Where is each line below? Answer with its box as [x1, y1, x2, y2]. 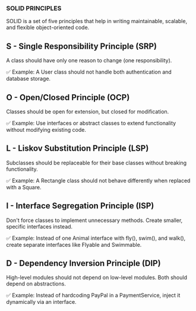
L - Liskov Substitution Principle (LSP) [6, 144, 149, 154]
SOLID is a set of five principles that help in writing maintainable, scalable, [6, 18, 188, 25]
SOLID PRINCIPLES [6, 4, 62, 12]
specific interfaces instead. [6, 223, 73, 230]
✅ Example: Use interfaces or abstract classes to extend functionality [6, 119, 176, 126]
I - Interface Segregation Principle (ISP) [6, 201, 154, 211]
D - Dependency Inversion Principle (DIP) [6, 258, 162, 268]
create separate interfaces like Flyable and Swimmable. [6, 241, 142, 248]
